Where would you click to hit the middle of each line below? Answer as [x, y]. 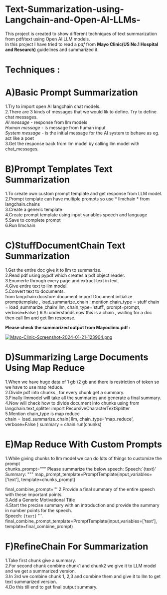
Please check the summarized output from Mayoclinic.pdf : [68, 327]
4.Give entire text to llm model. [37, 286]
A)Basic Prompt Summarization [72, 93]
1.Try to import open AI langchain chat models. [53, 106]
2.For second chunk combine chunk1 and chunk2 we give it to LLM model [81, 566]
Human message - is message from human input [55, 128]
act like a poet [20, 138]
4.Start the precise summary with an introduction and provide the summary [82, 505]
